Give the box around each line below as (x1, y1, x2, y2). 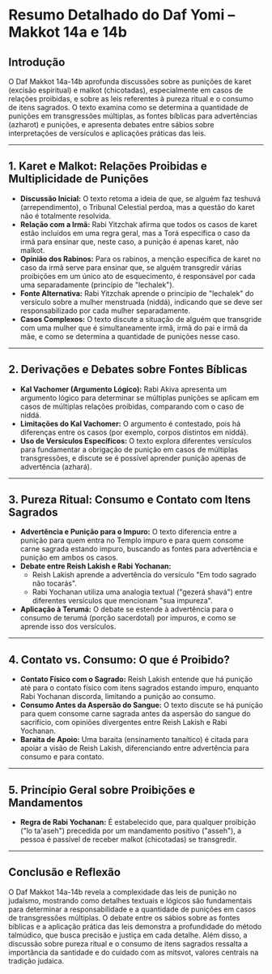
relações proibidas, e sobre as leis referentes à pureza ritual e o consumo (8, 94, 253, 103)
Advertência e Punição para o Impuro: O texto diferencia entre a (19, 527, 237, 537)
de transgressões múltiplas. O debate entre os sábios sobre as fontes (8, 912, 240, 922)
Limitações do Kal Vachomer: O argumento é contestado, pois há (19, 418, 241, 428)
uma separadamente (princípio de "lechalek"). (19, 280, 175, 290)
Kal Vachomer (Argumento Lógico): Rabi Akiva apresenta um (19, 384, 227, 394)
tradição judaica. (8, 955, 65, 966)
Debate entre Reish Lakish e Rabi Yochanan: (19, 561, 172, 571)
